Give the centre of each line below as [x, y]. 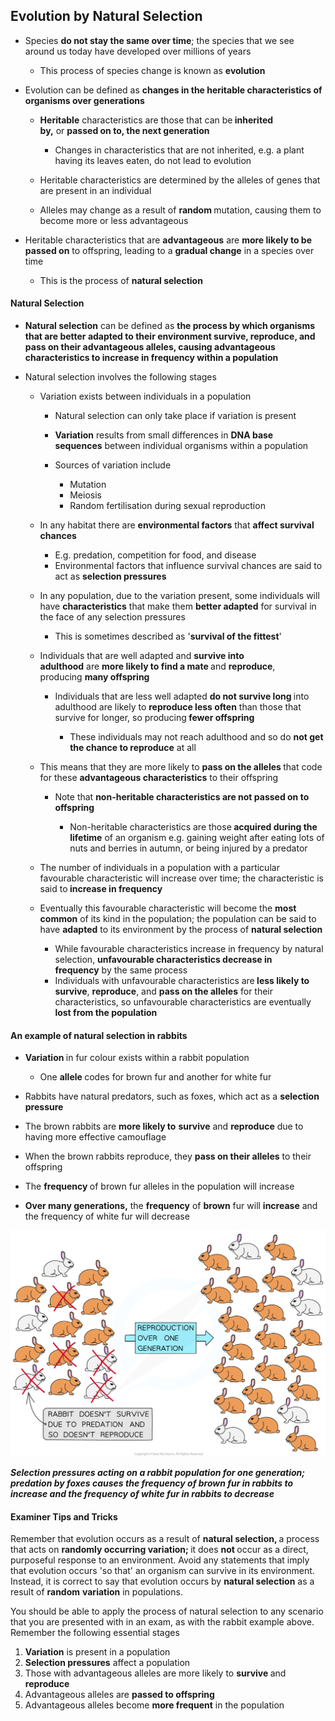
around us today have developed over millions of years [138, 51]
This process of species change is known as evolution [152, 70]
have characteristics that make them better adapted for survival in [178, 606]
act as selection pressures [110, 576]
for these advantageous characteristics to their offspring [159, 778]
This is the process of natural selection [121, 280]
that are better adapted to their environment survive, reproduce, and [170, 336]
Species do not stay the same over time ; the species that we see [159, 40]
